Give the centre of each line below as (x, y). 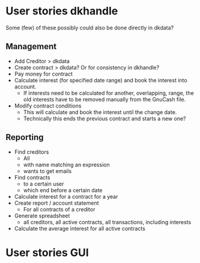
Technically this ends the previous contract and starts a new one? (105, 118)
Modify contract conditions (48, 106)
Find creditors (32, 152)
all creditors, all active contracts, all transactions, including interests (107, 222)
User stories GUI (47, 252)
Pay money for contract (44, 74)
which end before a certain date (63, 190)
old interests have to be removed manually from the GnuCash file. (105, 99)
